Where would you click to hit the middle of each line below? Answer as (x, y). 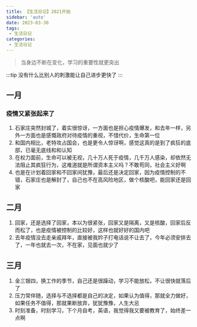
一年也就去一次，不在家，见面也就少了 (72, 245)
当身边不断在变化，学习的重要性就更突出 (70, 62)
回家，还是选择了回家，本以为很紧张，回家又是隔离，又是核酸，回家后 (100, 223)
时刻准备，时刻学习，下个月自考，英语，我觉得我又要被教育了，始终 (98, 310)
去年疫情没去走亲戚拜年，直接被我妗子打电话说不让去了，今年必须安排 (100, 238)
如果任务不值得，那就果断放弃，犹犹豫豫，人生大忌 (77, 303)
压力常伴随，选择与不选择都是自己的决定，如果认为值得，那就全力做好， (103, 296)
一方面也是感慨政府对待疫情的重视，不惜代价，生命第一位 (90, 135)
